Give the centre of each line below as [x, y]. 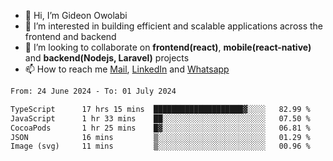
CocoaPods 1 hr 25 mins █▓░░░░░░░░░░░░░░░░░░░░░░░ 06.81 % [160, 128]
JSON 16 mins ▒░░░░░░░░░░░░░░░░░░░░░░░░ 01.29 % [160, 137]
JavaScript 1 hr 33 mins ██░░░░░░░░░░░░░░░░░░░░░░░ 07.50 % [160, 118]
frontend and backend [70, 36]
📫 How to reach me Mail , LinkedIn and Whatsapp [127, 69]
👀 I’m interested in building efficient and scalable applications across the [174, 26]
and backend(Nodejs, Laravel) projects [107, 58]
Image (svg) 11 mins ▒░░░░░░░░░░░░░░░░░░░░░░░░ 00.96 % [160, 146]
